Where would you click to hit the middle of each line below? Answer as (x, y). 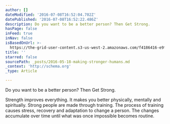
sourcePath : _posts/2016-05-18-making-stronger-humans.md (68, 62)
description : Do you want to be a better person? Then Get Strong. (78, 24)
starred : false (21, 57)
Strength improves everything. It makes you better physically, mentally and (83, 100)
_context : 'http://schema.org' (38, 66)
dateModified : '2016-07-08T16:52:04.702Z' (51, 15)
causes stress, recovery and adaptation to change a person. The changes (82, 110)
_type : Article (21, 71)
